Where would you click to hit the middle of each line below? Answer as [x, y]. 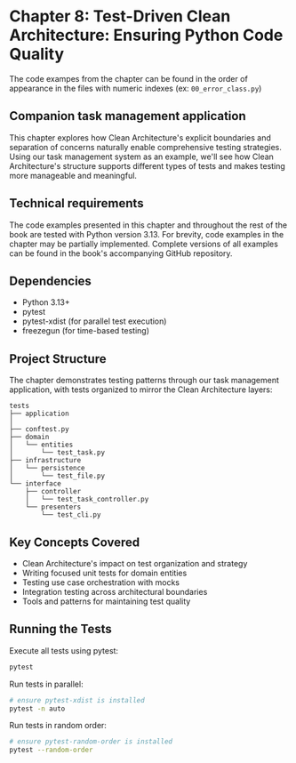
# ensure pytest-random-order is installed [91, 742]
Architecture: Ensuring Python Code [146, 35]
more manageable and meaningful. [73, 175]
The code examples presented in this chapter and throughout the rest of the [148, 225]
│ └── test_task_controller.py [87, 500]
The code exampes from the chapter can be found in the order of [129, 78]
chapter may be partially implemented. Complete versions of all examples [144, 244]
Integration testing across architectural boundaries [115, 592]
